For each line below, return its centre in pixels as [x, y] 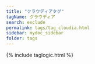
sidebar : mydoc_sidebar [35, 33]
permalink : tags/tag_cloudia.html [48, 28]
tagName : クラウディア [31, 17]
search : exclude [26, 22]
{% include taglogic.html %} [40, 55]
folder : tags [22, 38]
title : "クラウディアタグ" [35, 11]
